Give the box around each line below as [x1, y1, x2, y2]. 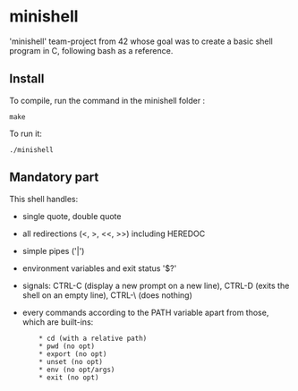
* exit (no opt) [38, 373, 99, 382]
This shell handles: [9, 193, 79, 204]
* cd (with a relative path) [38, 334, 148, 343]
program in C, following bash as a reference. [9, 45, 174, 55]
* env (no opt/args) [38, 365, 115, 374]
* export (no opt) [38, 349, 107, 359]
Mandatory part [9, 170, 99, 185]
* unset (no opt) [38, 357, 103, 366]
